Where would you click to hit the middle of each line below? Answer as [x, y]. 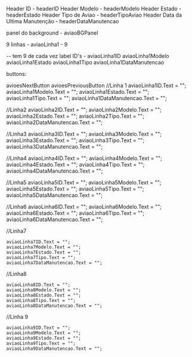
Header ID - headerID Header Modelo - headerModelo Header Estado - [94, 9]
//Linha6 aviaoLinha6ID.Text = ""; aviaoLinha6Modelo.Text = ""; [84, 207]
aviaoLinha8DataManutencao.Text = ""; [54, 306]
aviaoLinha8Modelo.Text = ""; [44, 290]
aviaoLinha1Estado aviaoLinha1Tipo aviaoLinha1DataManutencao [85, 62]
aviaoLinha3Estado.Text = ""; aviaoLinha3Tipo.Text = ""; [75, 140]
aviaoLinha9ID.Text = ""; [38, 328]
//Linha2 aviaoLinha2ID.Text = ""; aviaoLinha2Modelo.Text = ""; [84, 110]
